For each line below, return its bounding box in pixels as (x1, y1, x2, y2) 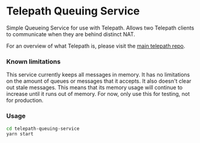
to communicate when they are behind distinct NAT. (6, 30, 135, 37)
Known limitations (6, 57, 61, 66)
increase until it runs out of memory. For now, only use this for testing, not (6, 91, 190, 98)
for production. (6, 97, 44, 104)
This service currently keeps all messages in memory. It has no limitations (6, 71, 190, 78)
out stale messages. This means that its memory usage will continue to (6, 84, 183, 91)
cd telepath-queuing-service (6, 126, 80, 132)
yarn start (6, 131, 34, 137)
